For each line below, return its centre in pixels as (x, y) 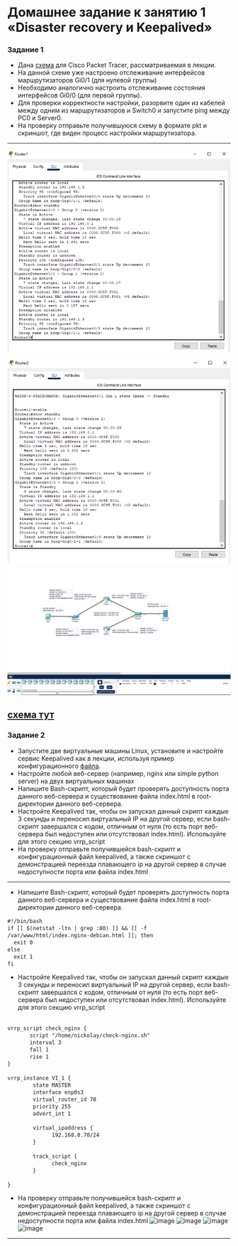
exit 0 (23, 942)
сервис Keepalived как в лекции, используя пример (96, 758)
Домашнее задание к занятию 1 (107, 12)
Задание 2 (26, 735)
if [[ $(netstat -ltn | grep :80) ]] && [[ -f (77, 928)
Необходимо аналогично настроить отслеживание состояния (111, 88)
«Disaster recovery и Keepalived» (110, 27)
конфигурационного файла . (59, 766)
